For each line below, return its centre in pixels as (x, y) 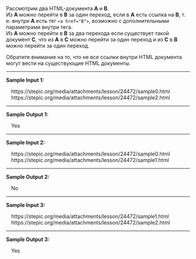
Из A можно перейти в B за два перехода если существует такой (87, 33)
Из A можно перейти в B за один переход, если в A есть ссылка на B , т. (96, 15)
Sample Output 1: (27, 114)
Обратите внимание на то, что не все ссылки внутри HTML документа (94, 57)
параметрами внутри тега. (39, 27)
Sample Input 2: (26, 142)
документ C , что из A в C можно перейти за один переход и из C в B (92, 39)
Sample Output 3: (28, 239)
